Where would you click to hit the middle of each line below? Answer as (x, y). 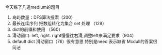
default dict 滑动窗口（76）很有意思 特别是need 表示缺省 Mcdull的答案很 (85, 41)
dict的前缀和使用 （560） (37, 29)
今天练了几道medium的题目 (32, 7)
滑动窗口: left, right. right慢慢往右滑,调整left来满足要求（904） (74, 35)
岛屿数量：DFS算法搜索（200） (44, 17)
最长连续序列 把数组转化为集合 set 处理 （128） (59, 23)
